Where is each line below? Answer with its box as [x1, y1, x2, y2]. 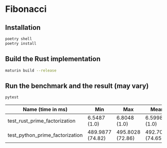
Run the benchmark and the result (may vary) [5, 81, 149, 90]
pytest [5, 95, 19, 100]
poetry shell [5, 36, 32, 41]
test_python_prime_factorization [7, 132, 83, 139]
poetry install [5, 41, 37, 46]
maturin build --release [5, 68, 57, 73]
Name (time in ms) [23, 106, 68, 113]
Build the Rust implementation [5, 55, 101, 63]
